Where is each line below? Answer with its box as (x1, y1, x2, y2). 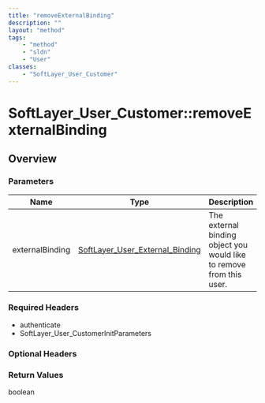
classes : (8, 63, 37, 71)
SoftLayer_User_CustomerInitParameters (19, 328, 152, 338)
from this (208, 269, 242, 280)
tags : (8, 33, 26, 42)
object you (208, 239, 248, 250)
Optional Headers (8, 348, 77, 359)
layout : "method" (8, 26, 65, 34)
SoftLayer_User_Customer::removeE (8, 104, 252, 122)
